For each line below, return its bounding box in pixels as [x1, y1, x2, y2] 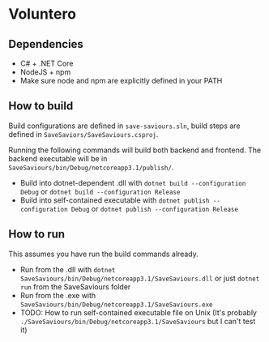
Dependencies [8, 37, 83, 51]
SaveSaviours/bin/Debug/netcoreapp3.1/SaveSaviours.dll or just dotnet [19, 273, 260, 283]
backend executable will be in [8, 153, 108, 163]
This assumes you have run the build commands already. [8, 249, 199, 259]
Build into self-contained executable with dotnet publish [19, 195, 210, 205]
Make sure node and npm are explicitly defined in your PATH [19, 76, 223, 85]
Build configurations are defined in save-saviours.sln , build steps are [8, 121, 241, 130]
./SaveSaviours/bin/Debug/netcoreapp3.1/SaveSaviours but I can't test [19, 316, 256, 326]
